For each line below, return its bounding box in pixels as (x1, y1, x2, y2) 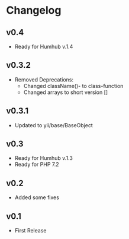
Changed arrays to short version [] (23, 89, 108, 96)
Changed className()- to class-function (23, 82, 124, 89)
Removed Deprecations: (14, 76, 74, 83)
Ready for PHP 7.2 (14, 161, 59, 168)
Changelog (6, 4, 62, 17)
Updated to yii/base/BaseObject (14, 121, 93, 128)
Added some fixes (14, 194, 59, 201)
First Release (14, 227, 47, 234)
